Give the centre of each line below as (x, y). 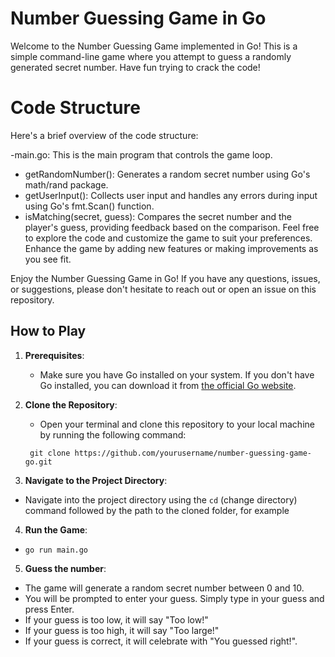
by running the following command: (113, 434)
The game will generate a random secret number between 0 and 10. (164, 588)
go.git (38, 462)
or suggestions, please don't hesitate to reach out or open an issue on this (163, 289)
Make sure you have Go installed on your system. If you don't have (177, 374)
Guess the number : (65, 568)
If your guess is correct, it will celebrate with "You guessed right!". (161, 641)
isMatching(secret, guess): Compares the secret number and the (158, 216)
